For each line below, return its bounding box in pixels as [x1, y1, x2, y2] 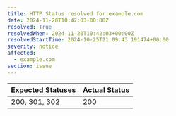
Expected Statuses [11, 85, 76, 95]
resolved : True [7, 23, 52, 30]
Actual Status [82, 85, 129, 95]
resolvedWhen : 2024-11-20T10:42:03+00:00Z [7, 30, 134, 37]
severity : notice [7, 43, 59, 50]
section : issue [7, 63, 52, 70]
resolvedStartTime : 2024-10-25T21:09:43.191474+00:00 [7, 37, 170, 44]
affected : [7, 50, 37, 57]
